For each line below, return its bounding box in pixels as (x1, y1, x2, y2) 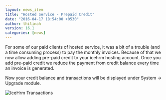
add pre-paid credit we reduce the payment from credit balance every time (5, 60, 160, 66)
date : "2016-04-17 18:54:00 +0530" (5, 16, 79, 21)
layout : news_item (5, 7, 43, 12)
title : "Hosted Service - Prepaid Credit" (5, 12, 95, 17)
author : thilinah (5, 21, 41, 26)
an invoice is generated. (5, 65, 55, 71)
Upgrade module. (5, 80, 41, 86)
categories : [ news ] (5, 30, 46, 35)
